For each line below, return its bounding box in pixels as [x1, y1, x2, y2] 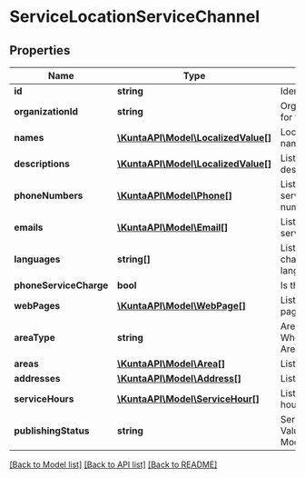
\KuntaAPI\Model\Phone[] [116, 189, 233, 202]
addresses [14, 373, 61, 384]
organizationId [14, 105, 79, 117]
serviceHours [14, 393, 74, 405]
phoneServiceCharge [14, 279, 109, 292]
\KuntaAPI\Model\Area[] [116, 357, 225, 370]
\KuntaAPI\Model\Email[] [116, 221, 229, 234]
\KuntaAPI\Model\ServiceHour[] [116, 393, 261, 405]
